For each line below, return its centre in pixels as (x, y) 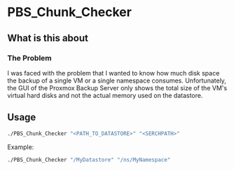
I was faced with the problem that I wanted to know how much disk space (113, 73)
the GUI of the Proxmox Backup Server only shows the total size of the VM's (117, 87)
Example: (21, 147)
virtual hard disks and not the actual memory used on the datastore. (105, 95)
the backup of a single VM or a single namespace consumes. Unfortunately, (117, 80)
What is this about (48, 38)
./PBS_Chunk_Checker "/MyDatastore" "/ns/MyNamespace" (89, 160)
